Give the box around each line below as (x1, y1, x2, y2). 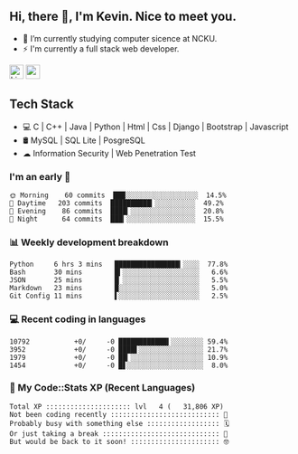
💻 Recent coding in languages (9, 313, 146, 326)
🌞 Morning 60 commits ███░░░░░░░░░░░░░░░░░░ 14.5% (9, 191, 228, 200)
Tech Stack (9, 97, 74, 112)
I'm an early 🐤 (9, 170, 70, 183)
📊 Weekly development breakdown (9, 236, 169, 249)
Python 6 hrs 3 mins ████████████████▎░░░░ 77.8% (9, 260, 228, 270)
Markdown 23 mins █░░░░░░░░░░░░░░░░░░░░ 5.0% (9, 284, 228, 293)
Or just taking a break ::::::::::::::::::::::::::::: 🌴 (9, 429, 228, 439)
